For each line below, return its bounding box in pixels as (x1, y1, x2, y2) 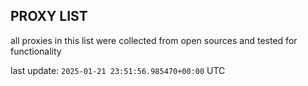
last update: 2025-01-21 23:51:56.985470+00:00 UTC (10, 64, 226, 76)
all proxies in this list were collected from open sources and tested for (10, 34, 298, 46)
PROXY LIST (10, 8, 88, 25)
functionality (10, 45, 62, 57)
